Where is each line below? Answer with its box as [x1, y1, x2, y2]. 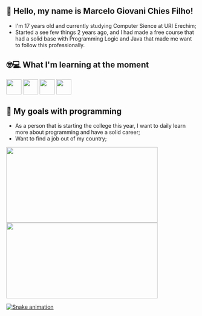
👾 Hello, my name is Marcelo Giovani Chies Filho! [6, 6, 194, 16]
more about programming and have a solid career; [15, 128, 140, 136]
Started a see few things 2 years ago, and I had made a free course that [15, 28, 195, 36]
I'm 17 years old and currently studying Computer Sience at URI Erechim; [15, 22, 197, 29]
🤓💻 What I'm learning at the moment [6, 60, 149, 70]
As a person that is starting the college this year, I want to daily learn [15, 122, 186, 130]
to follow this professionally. [15, 41, 85, 48]
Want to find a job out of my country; [15, 135, 107, 142]
